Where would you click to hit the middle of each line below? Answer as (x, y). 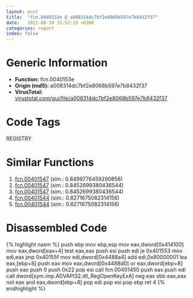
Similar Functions (50, 163)
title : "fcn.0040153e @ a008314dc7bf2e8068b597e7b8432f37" (82, 17)
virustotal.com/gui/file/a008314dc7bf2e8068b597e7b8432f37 (91, 98)
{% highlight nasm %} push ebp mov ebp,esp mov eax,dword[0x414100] (95, 244)
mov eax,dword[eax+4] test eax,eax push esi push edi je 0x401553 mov (94, 251)
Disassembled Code (57, 228)
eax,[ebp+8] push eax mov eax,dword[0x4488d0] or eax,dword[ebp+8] (94, 263)
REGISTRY (19, 139)
